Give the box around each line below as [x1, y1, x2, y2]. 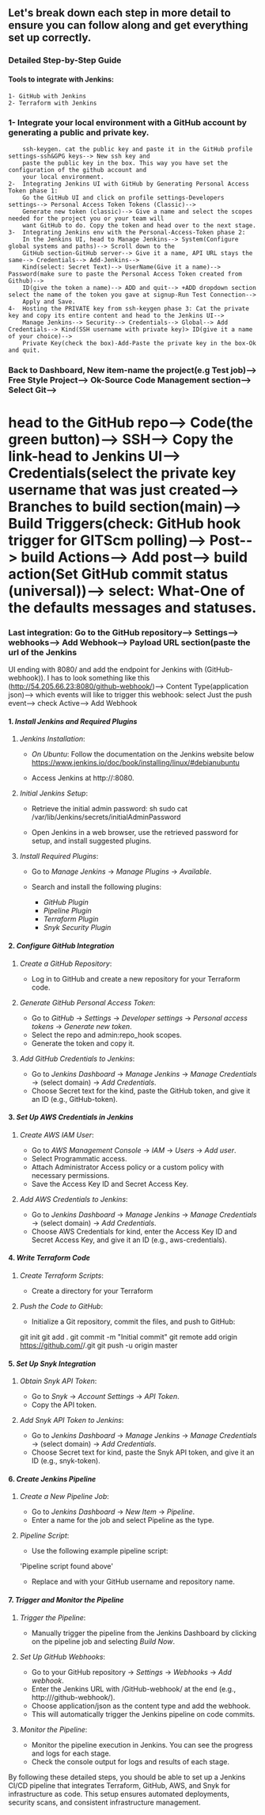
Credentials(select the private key [8, 463, 237, 482]
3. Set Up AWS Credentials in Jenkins [8, 1112, 134, 1122]
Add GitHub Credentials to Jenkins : [19, 1054, 135, 1063]
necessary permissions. [31, 1170, 110, 1180]
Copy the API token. [31, 1400, 97, 1409]
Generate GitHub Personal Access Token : [19, 997, 156, 1007]
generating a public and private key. [8, 127, 150, 138]
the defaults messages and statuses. [8, 598, 257, 616]
